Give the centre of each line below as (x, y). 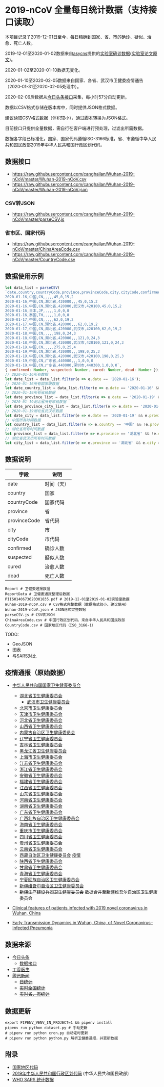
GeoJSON (22, 644)
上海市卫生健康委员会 (41, 757)
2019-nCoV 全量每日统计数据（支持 (77, 10)
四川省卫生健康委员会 (41, 837)
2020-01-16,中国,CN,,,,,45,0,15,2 (40, 297)
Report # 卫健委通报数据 (28, 589)
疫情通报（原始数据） (37, 673)
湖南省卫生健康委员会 (41, 806)
